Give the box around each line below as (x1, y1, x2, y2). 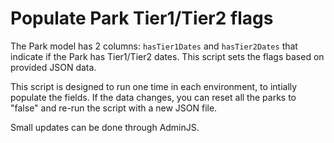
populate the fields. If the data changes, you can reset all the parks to (10, 91, 297, 103)
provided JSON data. (10, 61, 97, 73)
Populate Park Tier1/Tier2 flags (10, 7, 274, 30)
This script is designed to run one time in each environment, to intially (10, 80, 298, 92)
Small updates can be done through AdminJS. (10, 121, 200, 133)
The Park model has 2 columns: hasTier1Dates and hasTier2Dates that (10, 40, 298, 52)
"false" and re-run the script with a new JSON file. (10, 102, 218, 114)
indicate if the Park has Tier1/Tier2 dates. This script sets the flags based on (10, 50, 325, 62)
